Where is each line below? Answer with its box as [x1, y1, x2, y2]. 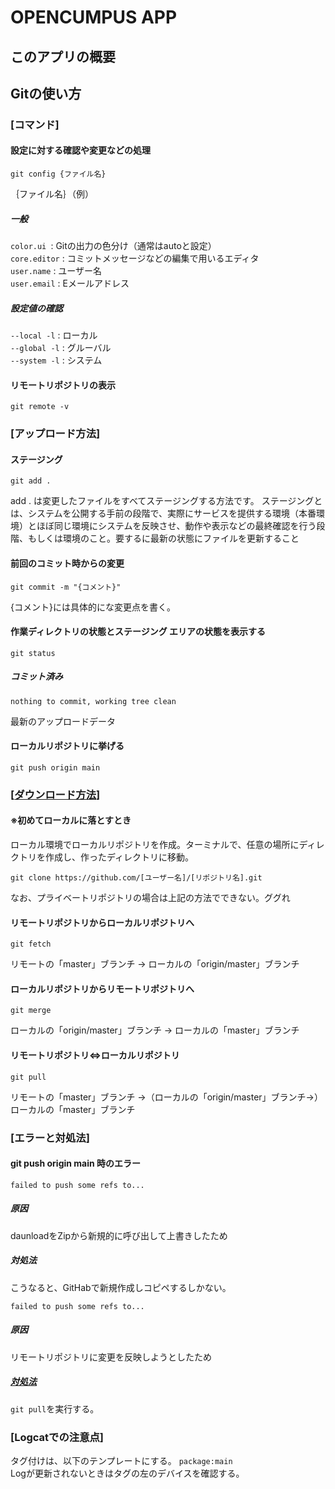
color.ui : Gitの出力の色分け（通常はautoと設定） [10, 240, 217, 252]
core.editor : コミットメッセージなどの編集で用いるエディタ [10, 252, 260, 265]
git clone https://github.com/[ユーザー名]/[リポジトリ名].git [10, 873, 263, 883]
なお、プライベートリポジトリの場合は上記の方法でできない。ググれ [10, 892, 291, 904]
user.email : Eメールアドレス [10, 277, 130, 290]
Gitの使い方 [10, 85, 82, 102]
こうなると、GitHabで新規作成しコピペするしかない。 [10, 1281, 232, 1293]
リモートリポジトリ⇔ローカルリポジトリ [10, 1049, 180, 1061]
